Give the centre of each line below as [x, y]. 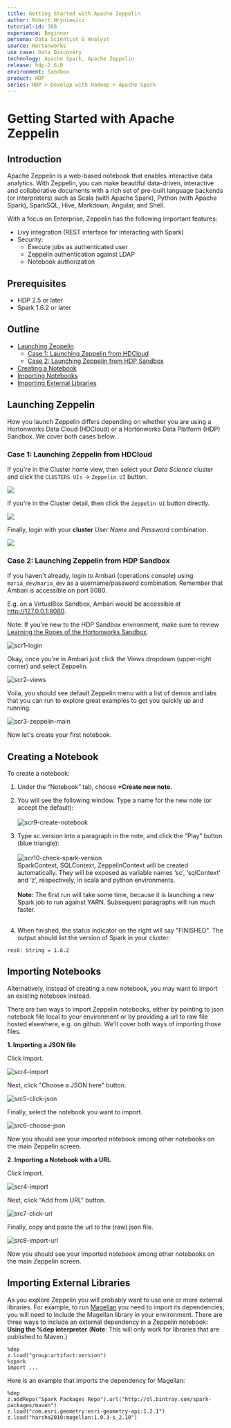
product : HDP [26, 78]
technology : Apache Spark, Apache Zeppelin [71, 59]
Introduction [35, 159]
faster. [26, 910]
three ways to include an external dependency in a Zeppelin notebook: [108, 1322]
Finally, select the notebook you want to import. [75, 1112]
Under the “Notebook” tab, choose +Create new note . [95, 787]
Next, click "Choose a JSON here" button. [67, 1085]
